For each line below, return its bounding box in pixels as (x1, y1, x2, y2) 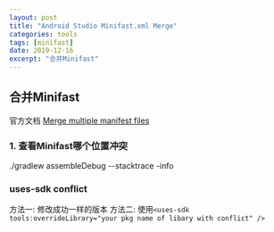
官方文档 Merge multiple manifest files (9, 115, 150, 126)
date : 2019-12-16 (9, 46, 74, 55)
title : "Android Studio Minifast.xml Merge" (9, 21, 178, 30)
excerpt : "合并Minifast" (9, 54, 99, 63)
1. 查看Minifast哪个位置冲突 (9, 139, 128, 152)
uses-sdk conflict (9, 183, 87, 195)
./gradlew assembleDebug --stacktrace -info (9, 161, 174, 171)
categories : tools (9, 29, 78, 38)
